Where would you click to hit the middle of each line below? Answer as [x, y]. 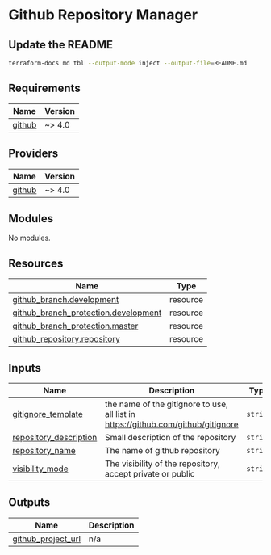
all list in [120, 414]
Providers [33, 154]
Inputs [25, 368]
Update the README [61, 45]
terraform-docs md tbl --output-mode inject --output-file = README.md [128, 63]
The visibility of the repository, [162, 464]
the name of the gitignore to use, [166, 404]
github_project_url [47, 539]
